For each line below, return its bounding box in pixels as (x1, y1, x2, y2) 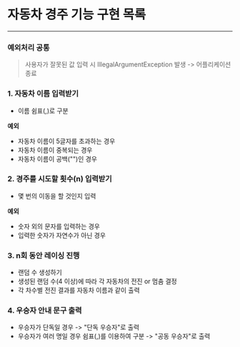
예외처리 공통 (7, 42, 50, 52)
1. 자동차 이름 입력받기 (7, 89, 79, 99)
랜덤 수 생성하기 (17, 268, 62, 277)
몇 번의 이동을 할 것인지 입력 (17, 191, 96, 200)
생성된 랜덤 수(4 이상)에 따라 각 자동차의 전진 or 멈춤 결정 (17, 277, 177, 286)
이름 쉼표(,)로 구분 (17, 106, 69, 115)
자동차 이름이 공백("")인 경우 (17, 154, 98, 163)
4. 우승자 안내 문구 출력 (7, 306, 82, 316)
